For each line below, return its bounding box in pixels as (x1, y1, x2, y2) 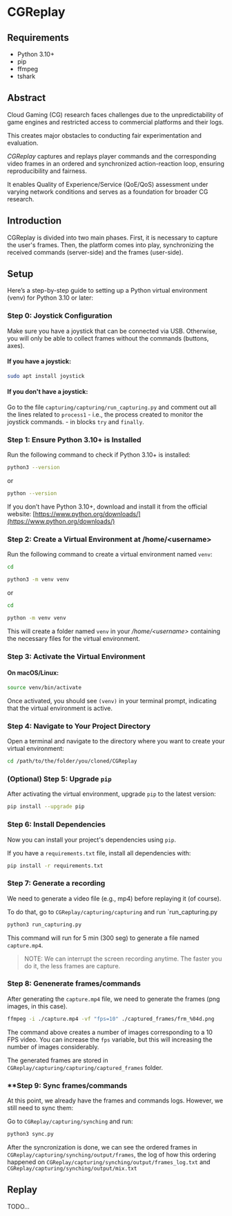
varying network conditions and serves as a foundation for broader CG (7, 188, 209, 196)
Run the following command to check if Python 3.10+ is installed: (7, 451, 191, 459)
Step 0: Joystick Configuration (7, 311, 113, 320)
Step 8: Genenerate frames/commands (7, 979, 142, 988)
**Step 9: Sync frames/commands (7, 1080, 128, 1090)
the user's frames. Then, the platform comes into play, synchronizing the (7, 240, 214, 249)
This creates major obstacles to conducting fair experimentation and (7, 131, 202, 139)
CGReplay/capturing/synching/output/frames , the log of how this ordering (7, 1150, 216, 1159)
